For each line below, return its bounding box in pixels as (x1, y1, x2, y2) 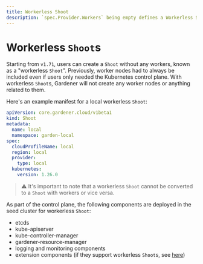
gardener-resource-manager (14, 238, 87, 245)
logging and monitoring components (14, 245, 106, 252)
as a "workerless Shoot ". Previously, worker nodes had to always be (6, 67, 175, 74)
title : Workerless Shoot (6, 8, 69, 15)
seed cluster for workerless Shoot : (6, 207, 91, 214)
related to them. (6, 86, 46, 94)
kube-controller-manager (14, 231, 79, 239)
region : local (11, 149, 47, 155)
